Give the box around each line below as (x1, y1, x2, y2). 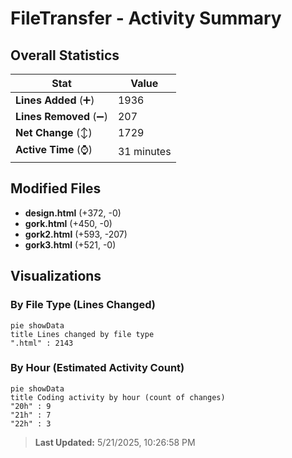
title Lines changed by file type (10, 329, 155, 339)
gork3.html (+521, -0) (24, 238, 117, 251)
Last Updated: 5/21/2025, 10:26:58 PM (34, 436, 196, 448)
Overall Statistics (10, 47, 120, 64)
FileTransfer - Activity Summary (10, 7, 282, 30)
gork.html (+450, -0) (24, 217, 113, 229)
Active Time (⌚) (15, 143, 93, 156)
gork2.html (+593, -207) (24, 228, 128, 240)
